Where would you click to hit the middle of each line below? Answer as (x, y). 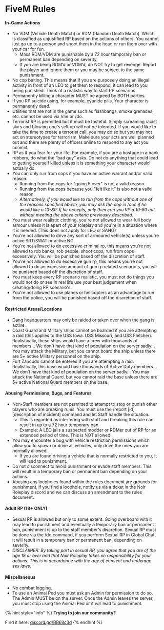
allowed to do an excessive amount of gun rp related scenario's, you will (85, 267)
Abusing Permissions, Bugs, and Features (48, 393)
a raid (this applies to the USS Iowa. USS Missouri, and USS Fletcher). (82, 335)
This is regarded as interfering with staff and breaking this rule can (86, 419)
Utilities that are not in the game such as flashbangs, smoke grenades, (83, 111)
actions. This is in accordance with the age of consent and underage (82, 561)
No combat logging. (32, 588)
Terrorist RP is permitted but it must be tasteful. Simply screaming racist (84, 122)
